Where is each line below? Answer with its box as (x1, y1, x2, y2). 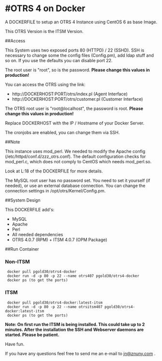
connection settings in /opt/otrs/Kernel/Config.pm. (5, 188, 106, 193)
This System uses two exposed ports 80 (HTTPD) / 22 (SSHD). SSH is (5, 47, 145, 53)
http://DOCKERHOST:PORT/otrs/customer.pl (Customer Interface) (12, 96, 143, 102)
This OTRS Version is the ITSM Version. (5, 28, 84, 34)
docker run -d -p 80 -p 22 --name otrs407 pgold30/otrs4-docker (7, 274, 139, 278)
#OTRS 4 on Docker (5, 3, 86, 14)
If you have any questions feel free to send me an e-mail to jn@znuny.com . (5, 350, 156, 356)
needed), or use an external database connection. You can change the (5, 183, 146, 189)
